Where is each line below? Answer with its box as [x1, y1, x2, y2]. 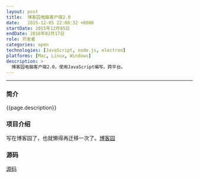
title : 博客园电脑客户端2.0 [6, 14, 71, 20]
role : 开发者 [6, 36, 36, 42]
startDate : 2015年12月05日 [6, 25, 70, 31]
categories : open [6, 42, 49, 48]
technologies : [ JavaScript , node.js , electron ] [6, 47, 126, 53]
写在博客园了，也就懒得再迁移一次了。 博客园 [6, 134, 115, 141]
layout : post [6, 8, 38, 15]
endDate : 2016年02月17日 [6, 31, 65, 37]
